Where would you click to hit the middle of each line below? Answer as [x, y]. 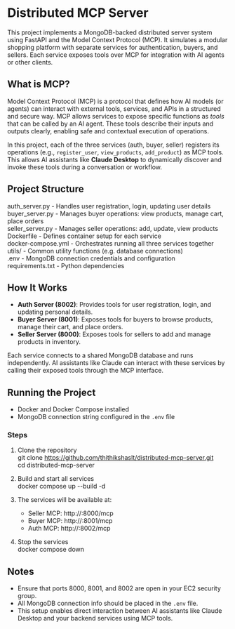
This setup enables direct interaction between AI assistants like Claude [120, 611]
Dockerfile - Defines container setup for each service [84, 236]
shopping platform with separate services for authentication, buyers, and [113, 47]
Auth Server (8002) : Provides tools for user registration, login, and [114, 305]
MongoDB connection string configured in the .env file [96, 417]
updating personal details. [55, 312]
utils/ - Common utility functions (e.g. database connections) [95, 251]
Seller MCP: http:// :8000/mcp [70, 513]
